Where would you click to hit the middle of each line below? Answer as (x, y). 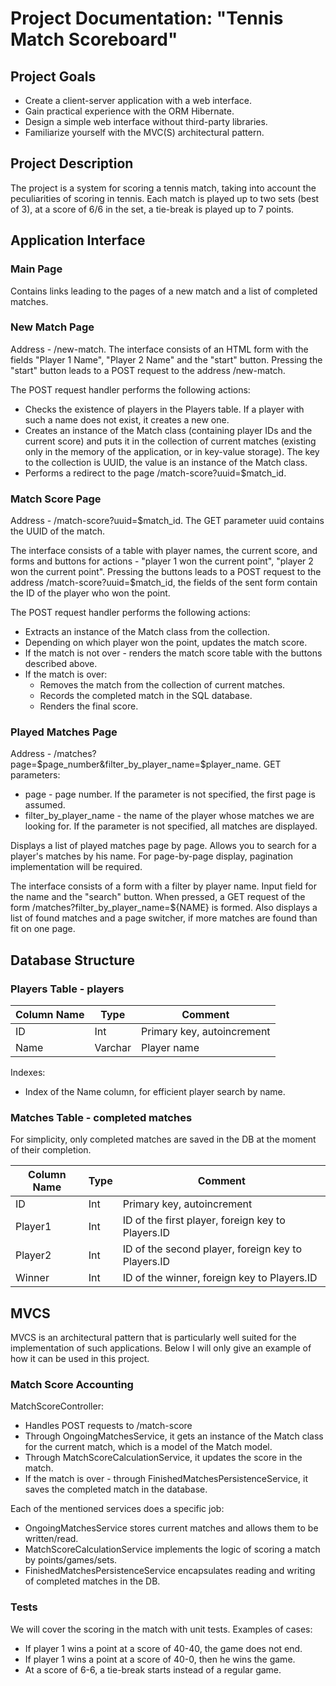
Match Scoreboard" (94, 39)
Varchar (113, 1048)
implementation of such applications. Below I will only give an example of (161, 1348)
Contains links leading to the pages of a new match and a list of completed (164, 291)
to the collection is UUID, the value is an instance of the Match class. (166, 462)
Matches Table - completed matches (101, 1117)
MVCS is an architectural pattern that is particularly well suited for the (153, 1338)
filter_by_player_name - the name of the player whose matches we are (169, 816)
